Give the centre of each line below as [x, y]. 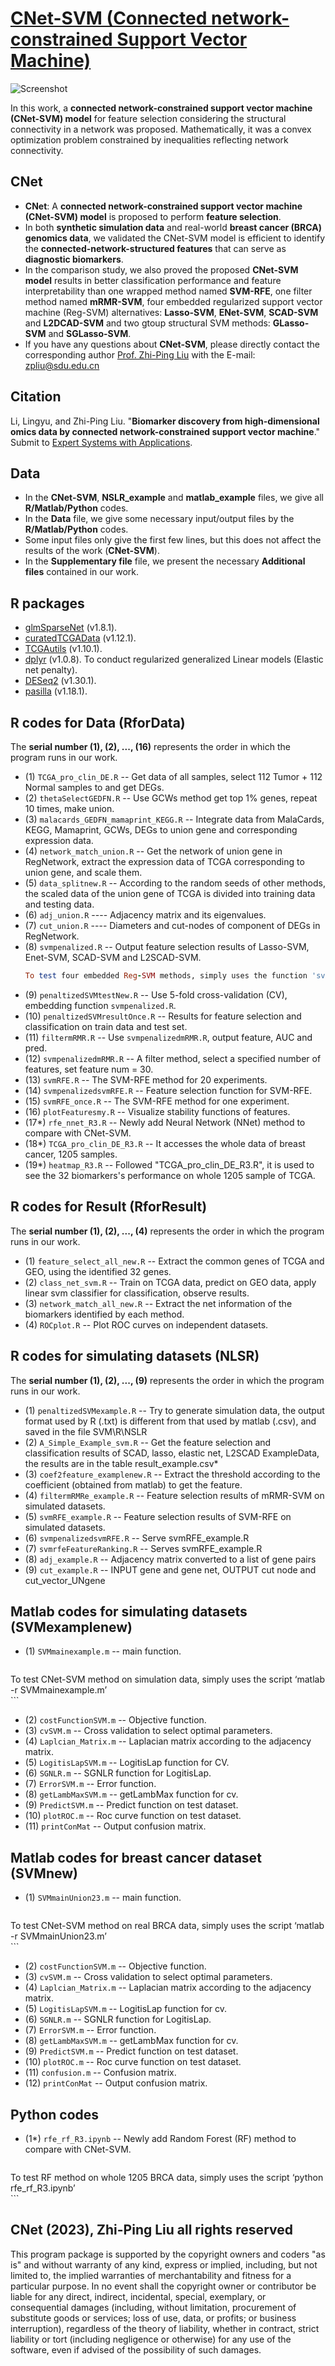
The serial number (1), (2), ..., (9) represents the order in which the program [167, 1380]
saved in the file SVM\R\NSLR [86, 1431]
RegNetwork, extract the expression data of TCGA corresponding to [164, 861]
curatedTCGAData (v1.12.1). [80, 638]
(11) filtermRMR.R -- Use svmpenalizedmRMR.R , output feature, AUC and [168, 1037]
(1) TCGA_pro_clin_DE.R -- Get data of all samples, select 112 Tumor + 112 [173, 776]
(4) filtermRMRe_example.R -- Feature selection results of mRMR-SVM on [174, 1495]
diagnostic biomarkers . [74, 259]
